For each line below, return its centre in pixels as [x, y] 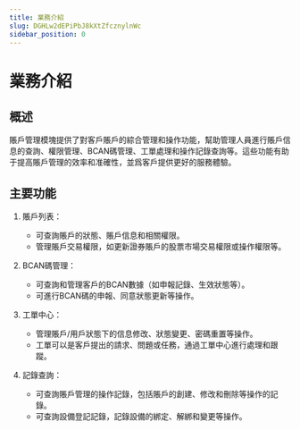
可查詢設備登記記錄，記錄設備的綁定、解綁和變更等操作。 [141, 417]
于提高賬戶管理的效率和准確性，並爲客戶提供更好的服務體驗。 [123, 163]
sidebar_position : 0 [48, 34]
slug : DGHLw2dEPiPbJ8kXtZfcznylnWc [75, 26]
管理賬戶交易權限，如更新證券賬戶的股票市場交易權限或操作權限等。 [161, 247]
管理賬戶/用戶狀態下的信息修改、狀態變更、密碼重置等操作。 [146, 334]
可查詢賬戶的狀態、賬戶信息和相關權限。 [110, 236]
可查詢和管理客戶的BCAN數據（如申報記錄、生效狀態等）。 [142, 285]
